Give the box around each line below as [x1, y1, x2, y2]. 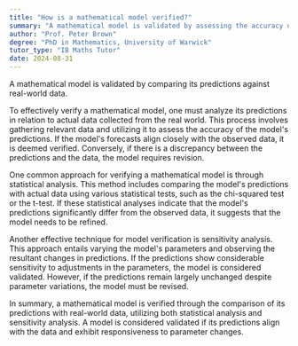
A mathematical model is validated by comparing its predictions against [9, 79, 271, 89]
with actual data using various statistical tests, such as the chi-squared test [9, 188, 285, 199]
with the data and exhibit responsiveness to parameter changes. [9, 326, 244, 337]
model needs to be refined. [9, 216, 108, 227]
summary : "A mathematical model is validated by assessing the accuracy [9, 21, 284, 30]
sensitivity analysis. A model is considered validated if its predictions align [9, 317, 280, 327]
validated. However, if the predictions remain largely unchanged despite [9, 271, 272, 282]
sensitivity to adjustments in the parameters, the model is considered [9, 263, 262, 272]
